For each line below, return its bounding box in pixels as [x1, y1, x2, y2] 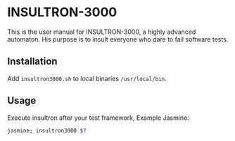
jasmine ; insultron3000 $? [7, 127, 87, 134]
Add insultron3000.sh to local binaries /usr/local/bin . [7, 74, 167, 82]
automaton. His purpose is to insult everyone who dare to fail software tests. [7, 35, 229, 43]
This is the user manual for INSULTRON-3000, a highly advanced [7, 27, 196, 36]
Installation [7, 56, 58, 68]
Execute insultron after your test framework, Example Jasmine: [7, 114, 190, 122]
